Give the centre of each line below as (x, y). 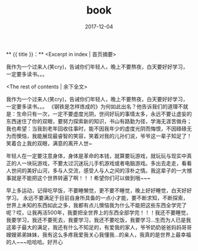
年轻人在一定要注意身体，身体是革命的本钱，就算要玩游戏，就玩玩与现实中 (96, 156)
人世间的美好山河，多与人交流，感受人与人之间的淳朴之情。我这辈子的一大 (96, 170)
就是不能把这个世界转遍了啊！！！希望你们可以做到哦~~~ (81, 178)
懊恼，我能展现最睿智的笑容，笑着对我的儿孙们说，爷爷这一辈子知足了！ (104, 136)
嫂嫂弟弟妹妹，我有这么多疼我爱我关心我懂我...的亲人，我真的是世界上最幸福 (99, 235)
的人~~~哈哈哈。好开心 (34, 242)
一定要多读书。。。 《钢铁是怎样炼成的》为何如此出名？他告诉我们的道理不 (95, 106)
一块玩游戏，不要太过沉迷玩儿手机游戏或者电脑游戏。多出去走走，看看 (107, 163)
